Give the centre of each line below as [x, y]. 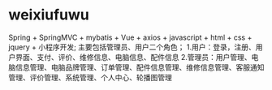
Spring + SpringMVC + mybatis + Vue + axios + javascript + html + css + [130, 37]
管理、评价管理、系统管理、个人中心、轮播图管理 [90, 77]
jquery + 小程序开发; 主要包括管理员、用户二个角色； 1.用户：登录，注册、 [132, 47]
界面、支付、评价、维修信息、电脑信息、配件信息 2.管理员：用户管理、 [133, 57]
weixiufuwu [49, 15]
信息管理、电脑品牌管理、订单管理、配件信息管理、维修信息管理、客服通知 [140, 67]
